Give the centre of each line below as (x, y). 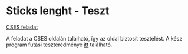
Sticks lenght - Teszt (58, 11)
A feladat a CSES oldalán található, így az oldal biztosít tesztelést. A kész (94, 38)
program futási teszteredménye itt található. (59, 45)
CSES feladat (22, 27)
